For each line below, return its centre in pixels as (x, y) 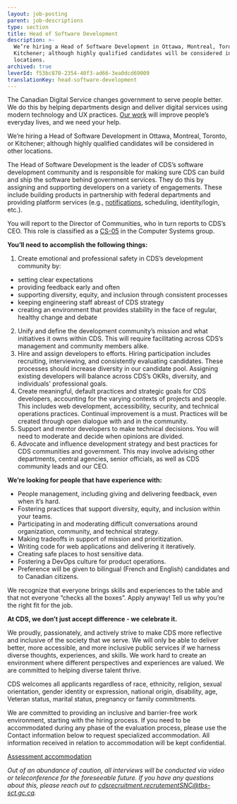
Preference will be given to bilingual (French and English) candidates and (123, 569)
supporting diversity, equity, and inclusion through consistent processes (122, 295)
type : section (28, 27)
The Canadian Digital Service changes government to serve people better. (115, 100)
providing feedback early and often (68, 287)
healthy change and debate (57, 317)
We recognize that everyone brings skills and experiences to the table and (115, 590)
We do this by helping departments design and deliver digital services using (117, 108)
